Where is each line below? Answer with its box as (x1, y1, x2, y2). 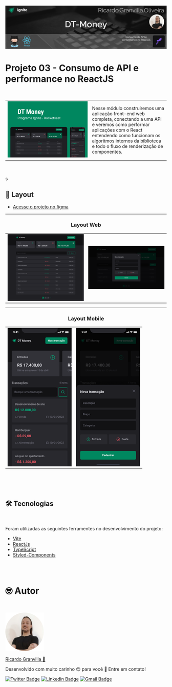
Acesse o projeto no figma (12, 204, 69, 210)
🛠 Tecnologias (5, 500, 54, 508)
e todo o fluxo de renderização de (92, 143, 163, 149)
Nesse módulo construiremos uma (92, 105, 165, 112)
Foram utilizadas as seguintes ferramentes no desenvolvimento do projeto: (5, 525, 163, 531)
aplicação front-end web (92, 111, 145, 117)
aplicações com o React (92, 127, 143, 133)
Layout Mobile (68, 315, 104, 323)
